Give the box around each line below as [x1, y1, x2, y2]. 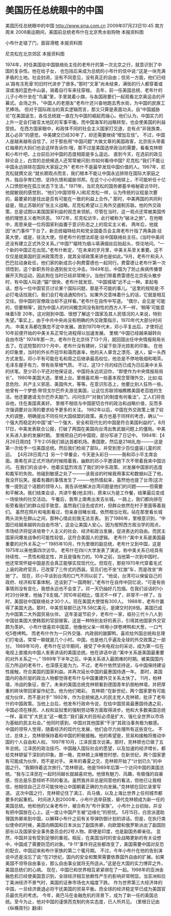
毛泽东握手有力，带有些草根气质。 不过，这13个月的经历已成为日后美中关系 [5, 361, 163, 368]
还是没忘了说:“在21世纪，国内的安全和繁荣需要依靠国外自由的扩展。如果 [14, 854, 164, 860]
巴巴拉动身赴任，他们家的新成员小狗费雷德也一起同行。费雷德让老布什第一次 [5, 259, 166, 266]
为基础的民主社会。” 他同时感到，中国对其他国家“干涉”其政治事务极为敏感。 [5, 719, 162, 726]
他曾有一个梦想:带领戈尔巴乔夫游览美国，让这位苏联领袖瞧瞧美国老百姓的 [5, 387, 159, 394]
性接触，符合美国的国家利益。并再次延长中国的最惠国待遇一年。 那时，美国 [5, 668, 163, 675]
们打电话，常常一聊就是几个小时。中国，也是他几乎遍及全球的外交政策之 [5, 636, 157, 643]
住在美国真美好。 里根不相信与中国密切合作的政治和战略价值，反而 [18, 400, 158, 406]
